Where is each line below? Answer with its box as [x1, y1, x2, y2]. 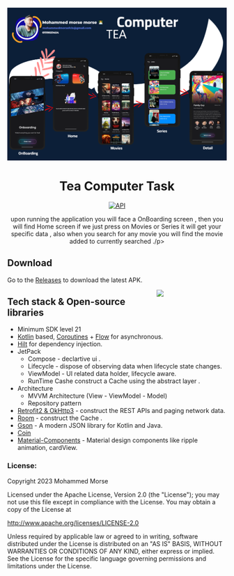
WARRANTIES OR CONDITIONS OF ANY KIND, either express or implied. [7, 547, 214, 555]
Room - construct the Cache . [17, 414, 103, 422]
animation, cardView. [17, 444, 78, 452]
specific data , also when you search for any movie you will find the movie [10, 229, 224, 238]
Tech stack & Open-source [7, 296, 126, 308]
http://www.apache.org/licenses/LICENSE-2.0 [7, 518, 139, 527]
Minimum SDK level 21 [17, 325, 81, 334]
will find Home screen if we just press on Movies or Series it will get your [13, 222, 221, 231]
